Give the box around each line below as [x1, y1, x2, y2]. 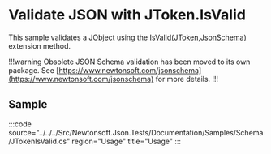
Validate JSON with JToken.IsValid [8, 6, 246, 24]
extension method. [8, 41, 71, 50]
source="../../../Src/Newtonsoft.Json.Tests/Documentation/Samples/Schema [8, 127, 264, 137]
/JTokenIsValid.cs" [8, 136, 71, 146]
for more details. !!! [155, 74, 219, 83]
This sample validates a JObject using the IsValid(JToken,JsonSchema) [8, 32, 247, 42]
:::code [8, 119, 32, 129]
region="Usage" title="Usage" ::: [71, 136, 181, 146]
